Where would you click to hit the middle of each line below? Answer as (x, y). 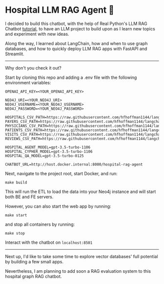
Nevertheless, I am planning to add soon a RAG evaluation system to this (78, 271)
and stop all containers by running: (40, 224)
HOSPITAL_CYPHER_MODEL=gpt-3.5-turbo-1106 (49, 151)
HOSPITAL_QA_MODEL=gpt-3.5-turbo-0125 (44, 156)
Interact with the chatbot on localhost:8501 (49, 242)
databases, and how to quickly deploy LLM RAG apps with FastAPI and (76, 48)
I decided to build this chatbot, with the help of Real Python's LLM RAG (76, 24)
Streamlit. (15, 54)
